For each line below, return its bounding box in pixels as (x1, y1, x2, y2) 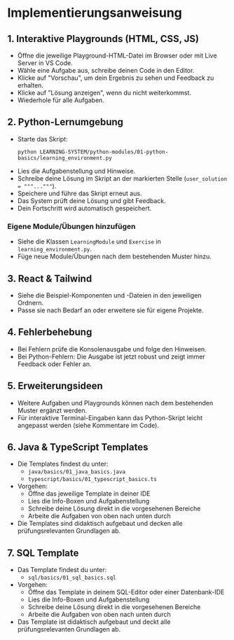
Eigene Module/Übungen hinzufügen (7, 221, 136, 231)
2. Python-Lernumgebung (7, 116, 124, 128)
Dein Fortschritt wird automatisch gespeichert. (17, 204, 152, 212)
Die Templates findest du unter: (17, 460, 109, 468)
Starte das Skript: (17, 134, 68, 143)
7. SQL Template (7, 547, 79, 559)
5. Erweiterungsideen (7, 380, 103, 392)
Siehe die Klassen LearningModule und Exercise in (17, 237, 161, 246)
